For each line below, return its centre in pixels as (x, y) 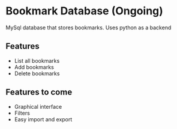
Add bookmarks (34, 67)
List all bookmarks (37, 60)
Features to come (39, 92)
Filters (22, 113)
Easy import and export (43, 119)
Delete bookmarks (37, 73)
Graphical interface (38, 106)
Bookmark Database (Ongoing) (84, 11)
